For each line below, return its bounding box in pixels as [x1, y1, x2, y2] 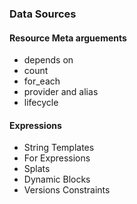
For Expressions [23, 152, 91, 164]
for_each [23, 75, 61, 87]
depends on [23, 54, 74, 66]
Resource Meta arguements [9, 32, 127, 44]
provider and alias [23, 86, 99, 98]
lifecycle [23, 97, 59, 109]
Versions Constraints [23, 184, 111, 196]
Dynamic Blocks [23, 173, 91, 186]
